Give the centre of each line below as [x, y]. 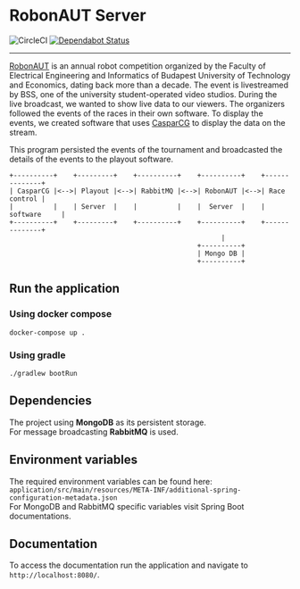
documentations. [40, 516]
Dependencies [50, 401]
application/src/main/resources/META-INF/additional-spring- [125, 490]
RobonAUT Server [78, 16]
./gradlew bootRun [43, 373]
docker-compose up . [48, 332]
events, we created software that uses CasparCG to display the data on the [147, 122]
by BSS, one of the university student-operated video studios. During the [143, 94]
